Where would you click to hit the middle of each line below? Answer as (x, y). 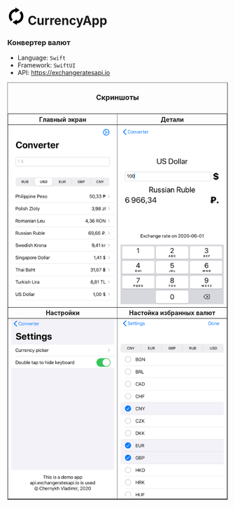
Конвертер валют (39, 43)
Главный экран (63, 119)
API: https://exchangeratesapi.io (64, 73)
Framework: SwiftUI (46, 65)
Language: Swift (42, 58)
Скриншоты (117, 97)
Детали (172, 119)
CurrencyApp (67, 21)
